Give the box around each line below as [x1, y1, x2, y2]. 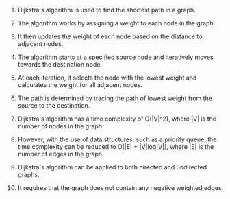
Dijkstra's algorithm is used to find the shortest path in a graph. [17, 6, 196, 14]
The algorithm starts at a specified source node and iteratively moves [17, 53, 214, 61]
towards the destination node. [17, 60, 102, 68]
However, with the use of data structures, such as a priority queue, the [17, 135, 217, 143]
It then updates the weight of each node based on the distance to [17, 32, 203, 40]
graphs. [17, 171, 40, 178]
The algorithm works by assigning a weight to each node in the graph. [17, 19, 216, 27]
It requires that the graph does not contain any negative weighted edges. [17, 184, 224, 191]
